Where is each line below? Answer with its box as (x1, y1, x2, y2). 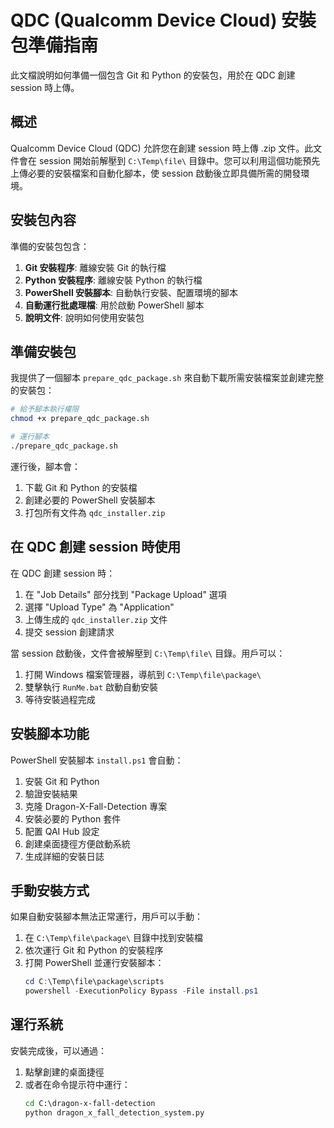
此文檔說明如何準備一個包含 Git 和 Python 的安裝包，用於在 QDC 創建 (10, 69, 296, 81)
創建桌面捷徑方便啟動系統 (24, 837, 131, 850)
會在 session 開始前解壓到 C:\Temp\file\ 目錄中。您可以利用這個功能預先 (18, 154, 321, 166)
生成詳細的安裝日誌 (24, 850, 105, 862)
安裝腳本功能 (10, 726, 90, 743)
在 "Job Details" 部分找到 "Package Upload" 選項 (24, 588, 227, 600)
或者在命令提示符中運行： (24, 1078, 131, 1090)
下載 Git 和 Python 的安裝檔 (24, 481, 138, 493)
